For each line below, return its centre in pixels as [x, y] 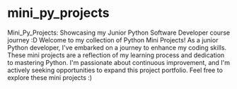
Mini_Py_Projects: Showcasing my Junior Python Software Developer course [119, 32]
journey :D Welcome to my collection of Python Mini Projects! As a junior [113, 40]
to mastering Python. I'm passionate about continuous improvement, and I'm [119, 62]
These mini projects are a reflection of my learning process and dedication [116, 55]
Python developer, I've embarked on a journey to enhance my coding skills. [117, 47]
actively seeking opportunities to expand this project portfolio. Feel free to [115, 70]
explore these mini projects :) [50, 77]
